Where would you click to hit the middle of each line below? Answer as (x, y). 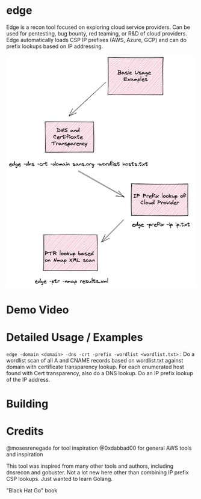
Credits (25, 431)
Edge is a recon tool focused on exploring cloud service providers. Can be (98, 27)
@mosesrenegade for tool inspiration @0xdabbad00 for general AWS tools (99, 448)
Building (27, 404)
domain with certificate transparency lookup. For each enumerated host (95, 367)
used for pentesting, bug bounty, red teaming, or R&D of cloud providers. (97, 33)
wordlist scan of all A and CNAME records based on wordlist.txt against (95, 360)
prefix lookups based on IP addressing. (55, 46)
